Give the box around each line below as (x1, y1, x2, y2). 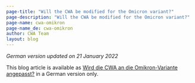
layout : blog (6, 36, 39, 42)
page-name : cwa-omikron (6, 20, 65, 25)
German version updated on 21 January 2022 (6, 53, 118, 59)
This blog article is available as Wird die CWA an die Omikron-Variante (6, 64, 178, 71)
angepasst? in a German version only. (6, 71, 99, 77)
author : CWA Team (6, 31, 49, 37)
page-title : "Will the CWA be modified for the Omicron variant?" (6, 8, 174, 15)
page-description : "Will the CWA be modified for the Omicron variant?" (6, 14, 190, 20)
